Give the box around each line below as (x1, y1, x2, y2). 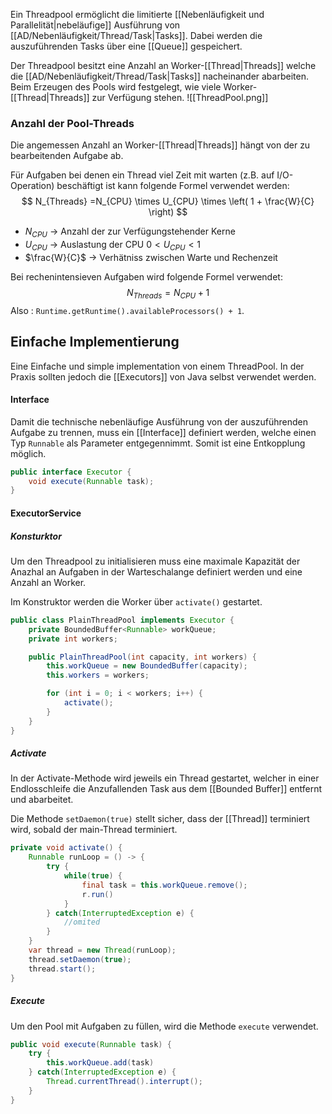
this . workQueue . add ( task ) (46, 1058, 155, 1068)
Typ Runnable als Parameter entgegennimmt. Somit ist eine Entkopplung (10, 437, 306, 449)
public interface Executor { (10, 467, 132, 477)
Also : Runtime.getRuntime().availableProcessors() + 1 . (10, 304, 245, 316)
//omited (63, 917, 101, 928)
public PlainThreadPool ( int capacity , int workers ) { (28, 652, 257, 662)
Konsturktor (10, 530, 62, 542)
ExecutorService (10, 507, 82, 519)
